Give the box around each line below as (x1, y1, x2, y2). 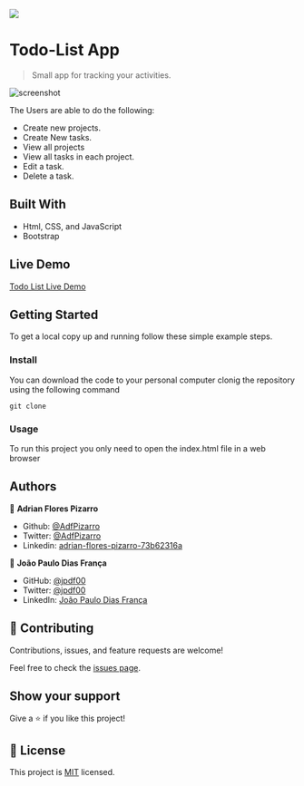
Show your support (9, 688, 121, 704)
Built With (9, 197, 66, 212)
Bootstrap (22, 230, 60, 241)
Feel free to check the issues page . (9, 662, 141, 673)
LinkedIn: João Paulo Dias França (22, 594, 148, 605)
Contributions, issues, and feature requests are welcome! (9, 645, 224, 655)
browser (9, 452, 41, 463)
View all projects (22, 141, 85, 152)
